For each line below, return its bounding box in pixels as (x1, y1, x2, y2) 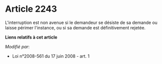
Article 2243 (5, 3, 57, 15)
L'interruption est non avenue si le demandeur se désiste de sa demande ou (5, 20, 158, 25)
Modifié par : (5, 43, 30, 49)
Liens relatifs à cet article (5, 34, 58, 40)
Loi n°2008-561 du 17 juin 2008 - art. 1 (12, 53, 90, 59)
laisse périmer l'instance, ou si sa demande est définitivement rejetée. (5, 24, 146, 30)
